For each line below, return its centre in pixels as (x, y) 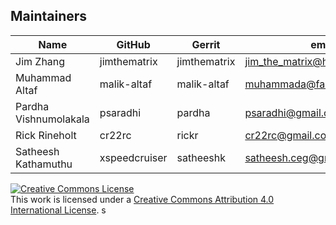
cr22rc (115, 135)
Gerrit (206, 44)
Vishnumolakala (52, 119)
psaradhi (120, 112)
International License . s (58, 210)
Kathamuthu (44, 164)
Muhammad (43, 77)
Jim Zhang (40, 61)
